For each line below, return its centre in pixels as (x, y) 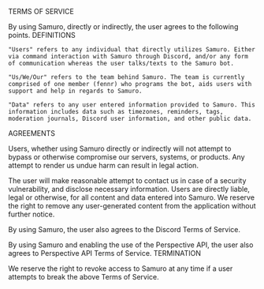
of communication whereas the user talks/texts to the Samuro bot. (121, 63)
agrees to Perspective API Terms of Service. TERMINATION (104, 253)
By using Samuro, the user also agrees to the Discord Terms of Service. (125, 229)
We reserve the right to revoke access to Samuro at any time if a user (121, 268)
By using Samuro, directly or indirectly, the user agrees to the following (123, 26)
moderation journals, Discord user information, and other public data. (130, 118)
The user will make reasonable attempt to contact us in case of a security (127, 180)
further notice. (32, 214)
